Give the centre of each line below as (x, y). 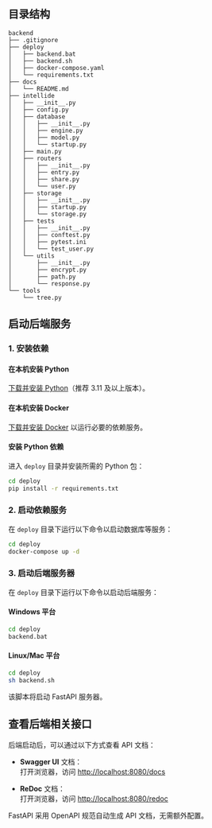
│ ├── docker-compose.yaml (56, 68)
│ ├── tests (32, 221)
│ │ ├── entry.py (44, 172)
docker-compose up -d (44, 551)
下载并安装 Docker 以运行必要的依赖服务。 (78, 427)
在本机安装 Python (39, 369)
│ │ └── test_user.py (51, 249)
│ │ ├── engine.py (46, 130)
